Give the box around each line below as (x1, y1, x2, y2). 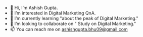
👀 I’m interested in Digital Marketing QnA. (10, 10, 96, 16)
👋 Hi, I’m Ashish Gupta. (10, 5, 58, 10)
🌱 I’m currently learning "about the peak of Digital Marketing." (10, 15, 138, 21)
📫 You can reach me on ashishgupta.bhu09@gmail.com (10, 26, 128, 32)
